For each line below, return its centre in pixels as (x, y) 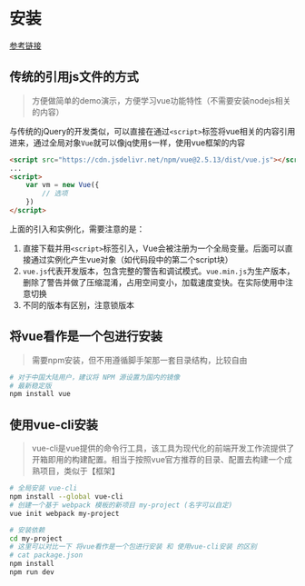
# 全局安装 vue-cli (44, 488)
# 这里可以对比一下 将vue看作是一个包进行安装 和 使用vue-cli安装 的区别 (133, 547)
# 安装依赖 (27, 530)
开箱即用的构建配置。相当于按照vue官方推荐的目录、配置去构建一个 (158, 460)
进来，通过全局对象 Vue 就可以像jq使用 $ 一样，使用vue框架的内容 (127, 143)
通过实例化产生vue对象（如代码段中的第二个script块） (132, 259)
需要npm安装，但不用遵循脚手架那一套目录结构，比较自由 (139, 360)
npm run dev (32, 572)
